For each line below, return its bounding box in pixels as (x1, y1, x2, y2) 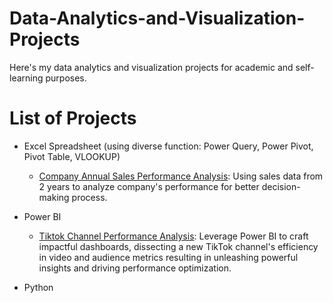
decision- (261, 180, 301, 192)
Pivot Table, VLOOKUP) (23, 150, 121, 162)
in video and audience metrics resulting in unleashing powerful (38, 251, 299, 263)
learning (9, 72, 44, 84)
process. (71, 191, 108, 203)
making (38, 191, 70, 203)
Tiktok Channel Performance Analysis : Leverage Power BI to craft (38, 230, 309, 242)
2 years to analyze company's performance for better (38, 180, 260, 192)
